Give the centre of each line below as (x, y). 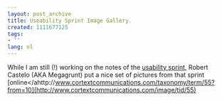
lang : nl (20, 47)
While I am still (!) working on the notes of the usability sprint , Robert (108, 67)
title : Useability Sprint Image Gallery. (70, 21)
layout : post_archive (39, 14)
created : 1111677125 (38, 27)
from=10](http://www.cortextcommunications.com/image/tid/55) (102, 90)
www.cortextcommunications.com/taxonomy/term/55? (135, 82)
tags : (15, 34)
